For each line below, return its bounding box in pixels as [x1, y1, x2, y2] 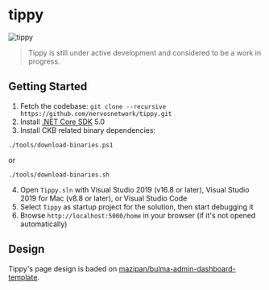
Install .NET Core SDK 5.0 [19, 117, 106, 126]
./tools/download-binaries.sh [8, 171, 110, 179]
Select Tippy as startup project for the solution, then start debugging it [19, 201, 254, 211]
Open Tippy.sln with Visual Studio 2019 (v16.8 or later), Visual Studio [19, 184, 250, 194]
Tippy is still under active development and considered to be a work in [27, 48, 262, 57]
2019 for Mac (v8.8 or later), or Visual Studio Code [19, 193, 188, 203]
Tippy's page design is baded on [8, 263, 118, 273]
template [8, 272, 38, 282]
